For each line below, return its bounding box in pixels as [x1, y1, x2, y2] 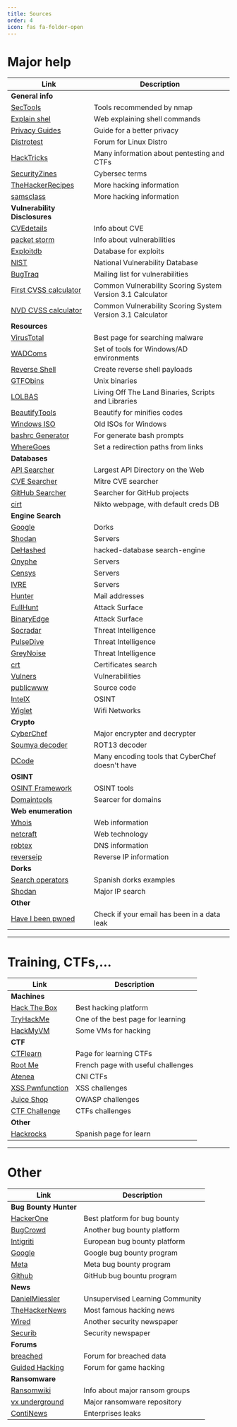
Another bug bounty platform [83, 1225, 180, 1235]
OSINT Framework [11, 784, 72, 794]
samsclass [11, 192, 46, 202]
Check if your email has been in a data [94, 909, 221, 919]
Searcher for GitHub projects [94, 488, 189, 498]
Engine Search [11, 511, 61, 521]
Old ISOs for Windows [94, 419, 167, 429]
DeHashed [11, 545, 46, 555]
